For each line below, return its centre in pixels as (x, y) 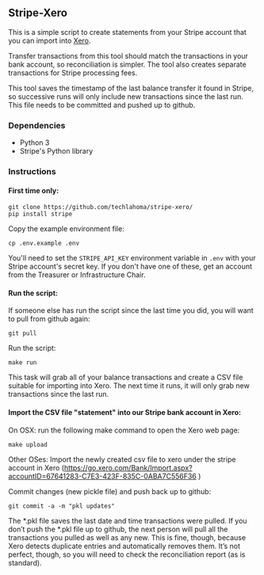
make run (23, 363)
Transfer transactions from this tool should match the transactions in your (128, 55)
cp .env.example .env (44, 244)
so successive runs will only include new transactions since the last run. (126, 96)
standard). (25, 562)
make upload (28, 444)
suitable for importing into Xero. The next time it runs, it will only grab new (129, 386)
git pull (23, 333)
